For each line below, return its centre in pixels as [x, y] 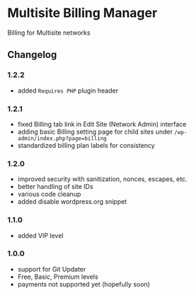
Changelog [32, 55]
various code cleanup [49, 194]
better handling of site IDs [55, 187]
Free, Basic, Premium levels [58, 277]
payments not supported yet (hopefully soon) [84, 284]
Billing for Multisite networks [49, 33]
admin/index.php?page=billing [62, 138]
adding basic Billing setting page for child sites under [95, 132]
